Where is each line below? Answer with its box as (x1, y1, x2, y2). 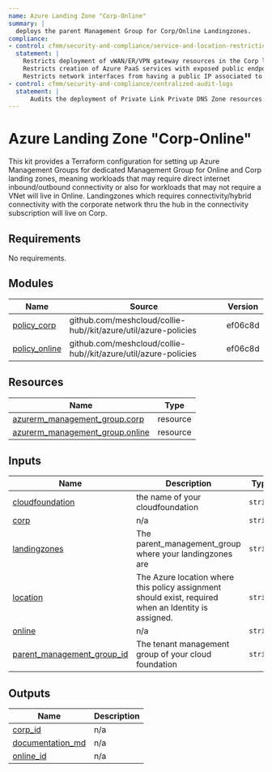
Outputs (8, 686, 51, 700)
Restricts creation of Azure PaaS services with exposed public (23, 65, 244, 73)
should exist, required (136, 592, 219, 603)
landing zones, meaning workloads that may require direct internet (8, 174, 231, 183)
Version (227, 301, 259, 312)
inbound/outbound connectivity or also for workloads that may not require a (8, 182, 261, 192)
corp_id (12, 724, 42, 736)
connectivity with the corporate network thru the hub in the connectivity (8, 199, 249, 209)
